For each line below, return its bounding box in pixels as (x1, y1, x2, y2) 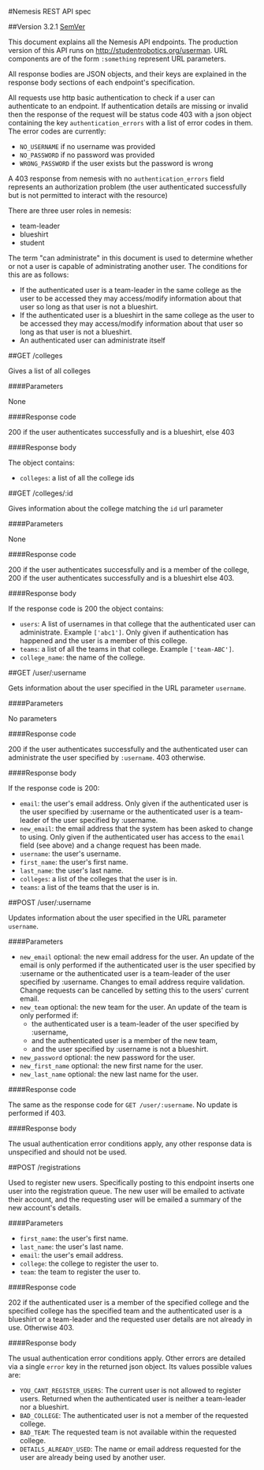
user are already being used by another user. (19, 1453, 166, 1462)
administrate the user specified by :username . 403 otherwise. (8, 753, 206, 762)
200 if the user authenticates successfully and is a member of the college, (8, 565, 250, 574)
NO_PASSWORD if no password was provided (19, 150, 155, 159)
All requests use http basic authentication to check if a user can (8, 93, 215, 102)
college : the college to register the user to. (19, 1259, 159, 1268)
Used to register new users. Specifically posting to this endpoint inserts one (8, 1178, 255, 1187)
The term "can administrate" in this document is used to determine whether (8, 253, 254, 263)
